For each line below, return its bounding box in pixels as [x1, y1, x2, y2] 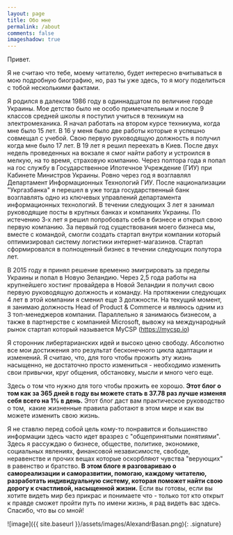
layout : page [7, 10, 45, 17]
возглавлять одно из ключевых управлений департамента [7, 193, 182, 202]
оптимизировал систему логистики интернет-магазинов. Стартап [7, 238, 204, 246]
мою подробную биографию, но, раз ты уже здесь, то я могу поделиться [7, 76, 226, 84]
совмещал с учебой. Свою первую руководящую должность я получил [7, 134, 220, 143]
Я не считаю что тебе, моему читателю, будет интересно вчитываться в [7, 69, 223, 77]
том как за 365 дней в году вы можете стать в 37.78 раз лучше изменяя [7, 389, 227, 398]
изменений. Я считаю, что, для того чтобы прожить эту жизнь [7, 353, 193, 362]
